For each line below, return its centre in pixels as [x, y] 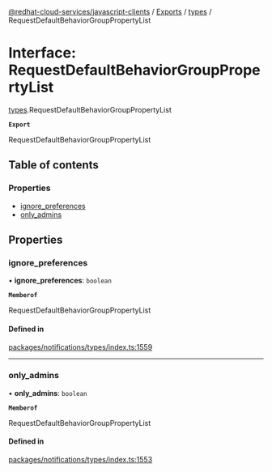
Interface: [42, 53]
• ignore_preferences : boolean [60, 281]
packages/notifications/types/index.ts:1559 [81, 347]
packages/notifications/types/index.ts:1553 [81, 460]
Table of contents [53, 165]
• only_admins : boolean [48, 393]
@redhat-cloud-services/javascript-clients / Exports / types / [110, 12]
